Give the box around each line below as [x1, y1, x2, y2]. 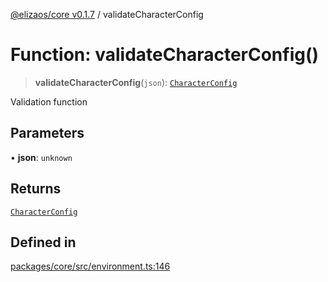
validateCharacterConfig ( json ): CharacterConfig [34, 76, 238, 88]
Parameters [10, 125, 85, 142]
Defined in [10, 234, 77, 251]
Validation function [10, 95, 88, 108]
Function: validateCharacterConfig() [10, 44, 320, 66]
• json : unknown [10, 151, 73, 163]
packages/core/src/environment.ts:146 [10, 260, 171, 273]
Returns [10, 180, 62, 198]
